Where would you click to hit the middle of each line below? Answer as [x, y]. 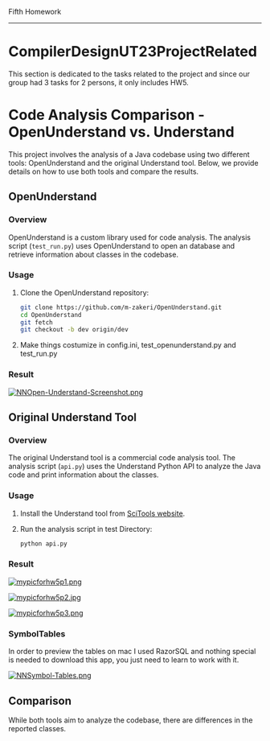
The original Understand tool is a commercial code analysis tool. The [122, 458]
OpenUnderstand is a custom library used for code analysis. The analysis [130, 237]
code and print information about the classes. [84, 475]
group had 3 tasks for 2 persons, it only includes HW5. [98, 82]
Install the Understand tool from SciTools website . [102, 513]
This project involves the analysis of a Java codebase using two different [129, 154]
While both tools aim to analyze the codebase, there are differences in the [131, 720]
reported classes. [37, 728]
